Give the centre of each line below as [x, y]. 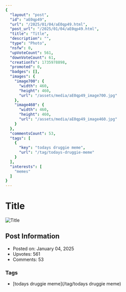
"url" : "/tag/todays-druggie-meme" [57, 153]
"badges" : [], [25, 72]
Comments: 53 [28, 259]
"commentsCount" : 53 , [33, 133]
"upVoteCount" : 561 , [32, 53]
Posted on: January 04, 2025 [43, 249]
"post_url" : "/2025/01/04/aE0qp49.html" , [55, 29]
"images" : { [23, 77]
